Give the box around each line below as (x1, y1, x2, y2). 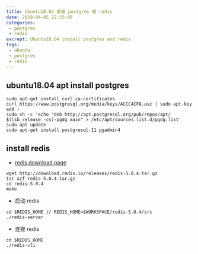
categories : (6, 20, 36, 26)
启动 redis (14, 197, 40, 205)
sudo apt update (6, 122, 46, 128)
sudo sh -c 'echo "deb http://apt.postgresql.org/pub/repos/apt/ (6, 112, 171, 118)
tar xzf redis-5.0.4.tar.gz (6, 176, 76, 182)
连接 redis (14, 226, 40, 233)
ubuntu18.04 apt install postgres (6, 80, 129, 90)
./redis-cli (6, 243, 36, 249)
